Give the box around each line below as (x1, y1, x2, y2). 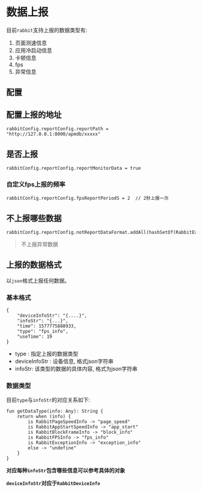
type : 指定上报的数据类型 (14, 350, 79, 358)
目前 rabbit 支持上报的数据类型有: (6, 26, 87, 34)
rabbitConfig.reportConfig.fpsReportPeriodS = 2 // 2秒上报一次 (6, 196, 169, 202)
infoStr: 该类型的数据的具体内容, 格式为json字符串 (14, 365, 138, 373)
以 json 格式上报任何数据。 (6, 277, 70, 284)
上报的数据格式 (6, 260, 62, 270)
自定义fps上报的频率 (6, 180, 66, 188)
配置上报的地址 (6, 109, 62, 120)
